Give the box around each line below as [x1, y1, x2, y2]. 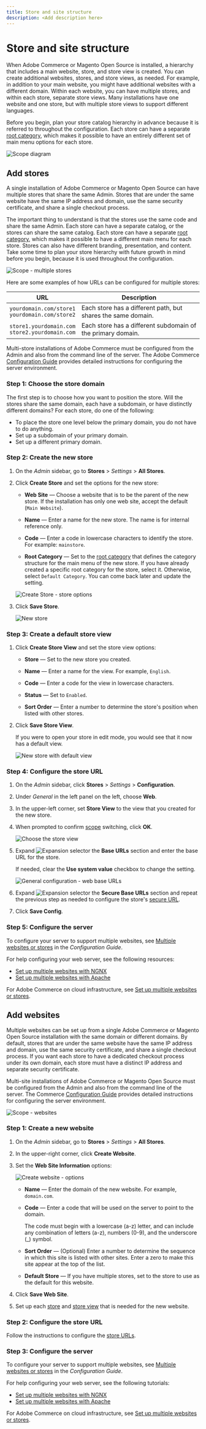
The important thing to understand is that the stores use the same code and [6, 216, 197, 223]
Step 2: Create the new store [6, 453, 93, 462]
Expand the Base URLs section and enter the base [15, 847, 198, 855]
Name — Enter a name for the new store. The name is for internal [24, 516, 189, 523]
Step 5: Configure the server [6, 923, 93, 931]
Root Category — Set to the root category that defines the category [24, 553, 196, 560]
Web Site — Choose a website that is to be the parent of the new [24, 491, 189, 498]
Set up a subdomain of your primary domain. [15, 431, 129, 439]
